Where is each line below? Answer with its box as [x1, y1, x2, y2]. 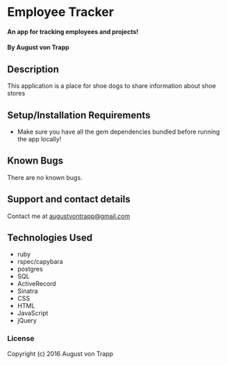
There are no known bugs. [7, 173, 83, 181]
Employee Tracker [7, 4, 115, 20]
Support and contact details [7, 193, 131, 205]
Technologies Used [7, 232, 92, 244]
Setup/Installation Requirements [7, 109, 151, 121]
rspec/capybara [17, 258, 64, 266]
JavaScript [17, 309, 49, 317]
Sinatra [17, 287, 38, 295]
